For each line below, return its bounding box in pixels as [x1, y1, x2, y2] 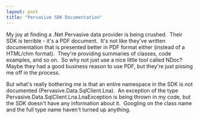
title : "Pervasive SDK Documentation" [6, 14, 102, 20]
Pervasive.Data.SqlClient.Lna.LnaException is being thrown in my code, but [6, 93, 191, 100]
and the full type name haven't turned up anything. [6, 106, 131, 113]
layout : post [6, 8, 39, 15]
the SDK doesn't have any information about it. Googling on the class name [6, 99, 192, 106]
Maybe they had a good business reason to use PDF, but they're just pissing [6, 62, 193, 69]
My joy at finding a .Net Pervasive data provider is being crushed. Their [6, 30, 183, 38]
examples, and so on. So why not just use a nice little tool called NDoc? [6, 56, 183, 63]
